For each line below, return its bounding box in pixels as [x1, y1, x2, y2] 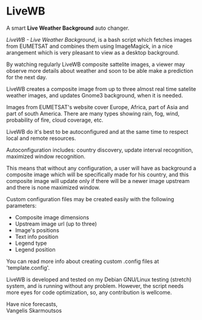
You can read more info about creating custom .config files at [6, 258, 159, 265]
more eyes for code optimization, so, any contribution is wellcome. [6, 288, 172, 296]
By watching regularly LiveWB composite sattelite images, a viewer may [6, 61, 186, 68]
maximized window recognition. [6, 153, 86, 160]
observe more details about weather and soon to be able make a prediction [6, 67, 194, 74]
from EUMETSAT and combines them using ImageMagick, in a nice [6, 42, 174, 50]
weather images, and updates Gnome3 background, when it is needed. [6, 92, 183, 99]
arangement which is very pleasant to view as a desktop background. [6, 48, 180, 56]
